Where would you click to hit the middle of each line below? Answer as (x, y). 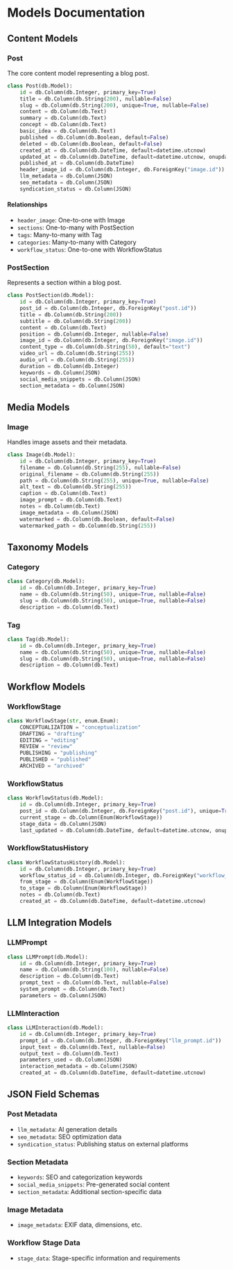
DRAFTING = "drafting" (52, 734)
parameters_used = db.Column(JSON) (71, 1060)
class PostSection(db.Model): (51, 295)
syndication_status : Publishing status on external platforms (103, 1144)
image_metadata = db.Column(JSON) (69, 512)
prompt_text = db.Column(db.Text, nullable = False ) (94, 983)
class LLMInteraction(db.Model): (55, 1028)
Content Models (43, 38)
